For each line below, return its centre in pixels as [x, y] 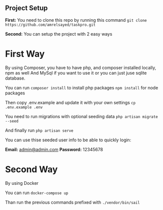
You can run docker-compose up [37, 193]
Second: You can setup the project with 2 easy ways [59, 34]
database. [15, 78]
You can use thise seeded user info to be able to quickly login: [68, 140]
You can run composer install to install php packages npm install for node [82, 87]
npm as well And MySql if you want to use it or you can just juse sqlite [76, 73]
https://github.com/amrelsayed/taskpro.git [50, 25]
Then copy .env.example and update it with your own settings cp [70, 102]
